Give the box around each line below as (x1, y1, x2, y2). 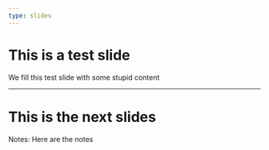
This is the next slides (8, 108, 156, 126)
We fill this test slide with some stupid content (8, 73, 160, 82)
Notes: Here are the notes (8, 134, 94, 144)
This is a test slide (8, 45, 130, 64)
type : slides (8, 11, 52, 20)
